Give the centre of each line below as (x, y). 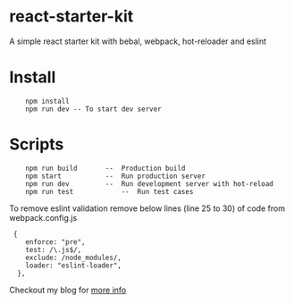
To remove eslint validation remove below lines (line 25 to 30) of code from (147, 208)
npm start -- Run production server (115, 176)
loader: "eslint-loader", (74, 266)
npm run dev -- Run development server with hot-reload (150, 184)
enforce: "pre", (56, 242)
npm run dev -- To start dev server (94, 109)
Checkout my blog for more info (68, 290)
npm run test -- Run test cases (109, 191)
